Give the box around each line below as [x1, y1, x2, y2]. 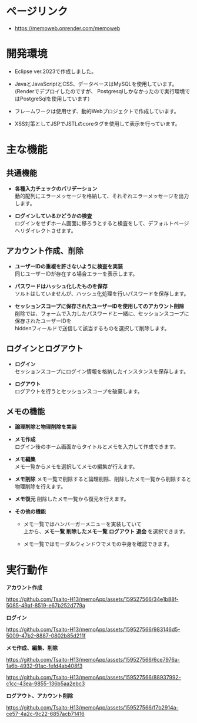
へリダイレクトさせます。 [14, 227, 76, 234]
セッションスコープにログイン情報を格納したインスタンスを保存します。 [14, 367, 189, 374]
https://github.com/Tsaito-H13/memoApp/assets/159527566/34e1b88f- [6, 596, 179, 603]
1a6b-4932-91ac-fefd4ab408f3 [6, 662, 83, 669]
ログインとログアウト [6, 344, 84, 354]
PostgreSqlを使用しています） [19, 95, 93, 102]
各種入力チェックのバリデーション [14, 185, 98, 192]
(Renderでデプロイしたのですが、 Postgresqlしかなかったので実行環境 [14, 87, 185, 94]
